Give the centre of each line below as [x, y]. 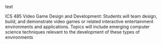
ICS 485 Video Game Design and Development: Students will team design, [81, 16]
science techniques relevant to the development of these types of [73, 32]
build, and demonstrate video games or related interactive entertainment [79, 22]
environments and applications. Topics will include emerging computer [78, 27]
